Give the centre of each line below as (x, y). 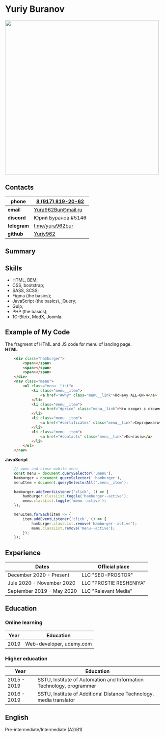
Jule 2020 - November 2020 (41, 583)
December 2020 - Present (39, 575)
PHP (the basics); (30, 311)
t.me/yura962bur (54, 226)
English (17, 717)
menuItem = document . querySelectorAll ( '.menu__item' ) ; (71, 483)
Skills (14, 268)
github (15, 234)
